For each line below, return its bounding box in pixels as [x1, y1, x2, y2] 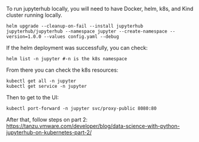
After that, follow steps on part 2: [6, 116, 88, 123]
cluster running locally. [6, 11, 63, 19]
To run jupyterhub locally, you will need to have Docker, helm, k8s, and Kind [6, 5, 194, 12]
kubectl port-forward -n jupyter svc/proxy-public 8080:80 [6, 105, 157, 111]
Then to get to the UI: [6, 94, 59, 101]
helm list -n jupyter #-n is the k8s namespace [6, 56, 128, 62]
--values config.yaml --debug [44, 34, 119, 40]
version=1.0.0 [6, 34, 42, 40]
